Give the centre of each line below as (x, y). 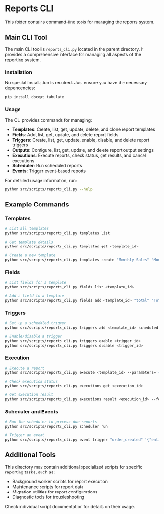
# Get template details (29, 242)
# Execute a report (25, 368)
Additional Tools (31, 455)
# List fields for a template (36, 283)
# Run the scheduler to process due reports (51, 422)
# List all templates (27, 228)
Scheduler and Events (32, 411)
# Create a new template (30, 255)
